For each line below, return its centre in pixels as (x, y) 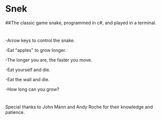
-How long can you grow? (32, 89)
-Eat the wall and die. (27, 80)
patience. (15, 112)
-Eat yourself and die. (28, 70)
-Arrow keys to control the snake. (40, 40)
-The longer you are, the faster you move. (49, 60)
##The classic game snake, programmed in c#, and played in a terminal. (81, 23)
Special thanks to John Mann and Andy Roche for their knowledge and (79, 107)
